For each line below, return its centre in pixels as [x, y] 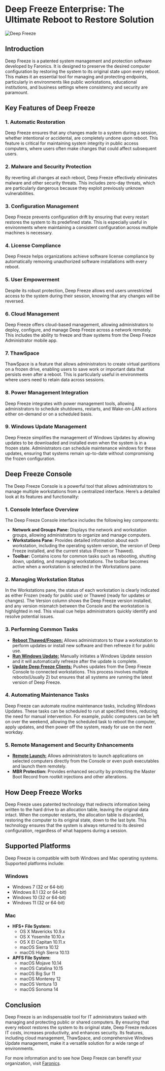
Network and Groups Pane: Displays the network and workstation [79, 530]
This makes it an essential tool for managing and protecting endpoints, [77, 76]
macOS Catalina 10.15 [41, 969]
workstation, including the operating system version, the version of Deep [86, 545]
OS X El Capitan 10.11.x [42, 942]
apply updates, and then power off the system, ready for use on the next [79, 727]
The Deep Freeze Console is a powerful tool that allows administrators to [79, 486]
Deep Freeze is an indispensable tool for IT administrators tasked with [76, 1017]
